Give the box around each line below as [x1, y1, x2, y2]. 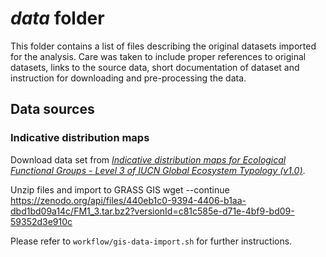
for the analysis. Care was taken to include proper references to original [10, 50, 307, 62]
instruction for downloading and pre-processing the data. [10, 72, 247, 84]
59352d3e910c [10, 215, 73, 227]
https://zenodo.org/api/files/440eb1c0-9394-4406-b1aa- [10, 194, 247, 206]
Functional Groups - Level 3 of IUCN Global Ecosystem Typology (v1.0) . [10, 164, 306, 176]
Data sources [10, 101, 95, 118]
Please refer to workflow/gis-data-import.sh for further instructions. [10, 235, 293, 247]
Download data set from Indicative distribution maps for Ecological [10, 153, 287, 166]
